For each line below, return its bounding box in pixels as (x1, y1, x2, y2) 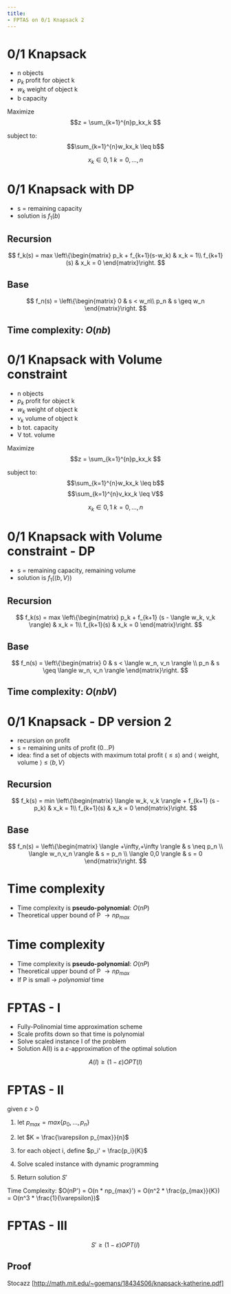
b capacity (16, 94, 47, 103)
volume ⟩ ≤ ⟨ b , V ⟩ (16, 758, 65, 766)
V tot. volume (16, 430, 55, 439)
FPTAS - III (7, 1218, 67, 1233)
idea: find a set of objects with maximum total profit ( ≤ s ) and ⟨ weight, (16, 751, 219, 760)
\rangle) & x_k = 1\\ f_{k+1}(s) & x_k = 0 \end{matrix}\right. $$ (28, 620, 203, 629)
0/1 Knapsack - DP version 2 (7, 713, 172, 729)
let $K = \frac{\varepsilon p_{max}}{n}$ (16, 1134, 129, 1142)
